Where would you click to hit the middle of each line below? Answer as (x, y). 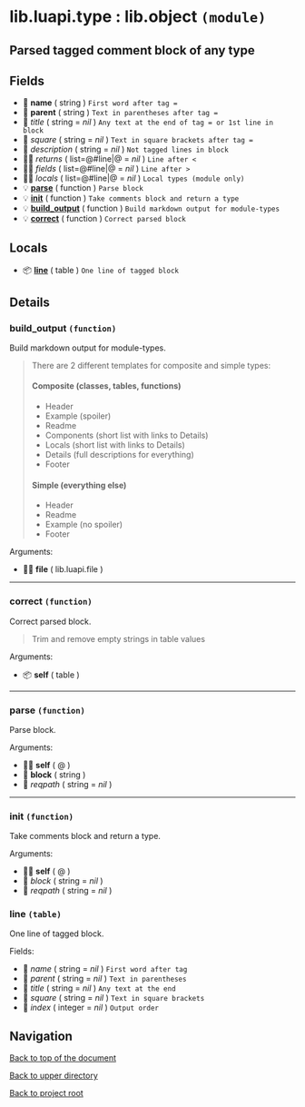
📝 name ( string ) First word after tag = (100, 103)
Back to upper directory (54, 1076)
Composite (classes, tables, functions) (106, 386)
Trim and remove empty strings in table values (118, 638)
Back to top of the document (63, 1058)
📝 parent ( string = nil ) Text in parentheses (104, 979)
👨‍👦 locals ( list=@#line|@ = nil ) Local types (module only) (133, 178)
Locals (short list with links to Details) (115, 445)
